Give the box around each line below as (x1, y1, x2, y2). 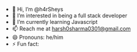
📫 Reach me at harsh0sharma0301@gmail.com (11, 25, 131, 32)
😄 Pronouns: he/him (11, 33, 63, 41)
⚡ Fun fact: (11, 41, 39, 47)
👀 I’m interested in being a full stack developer (11, 12, 128, 19)
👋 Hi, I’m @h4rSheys (11, 6, 63, 13)
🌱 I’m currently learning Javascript (11, 19, 98, 25)
